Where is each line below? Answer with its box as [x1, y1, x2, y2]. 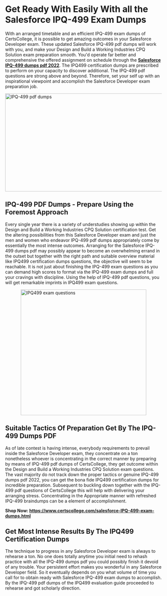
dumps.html [5, 513, 31, 519]
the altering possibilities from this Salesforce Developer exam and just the [5, 232, 156, 238]
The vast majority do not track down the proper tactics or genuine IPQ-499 [5, 472, 159, 477]
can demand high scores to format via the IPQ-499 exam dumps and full [5, 269, 154, 275]
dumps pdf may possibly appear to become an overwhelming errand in [14, 247, 160, 253]
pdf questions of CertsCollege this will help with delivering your [14, 487, 145, 493]
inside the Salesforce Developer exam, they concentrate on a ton [5, 450, 138, 456]
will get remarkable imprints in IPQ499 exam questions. [5, 279, 118, 285]
